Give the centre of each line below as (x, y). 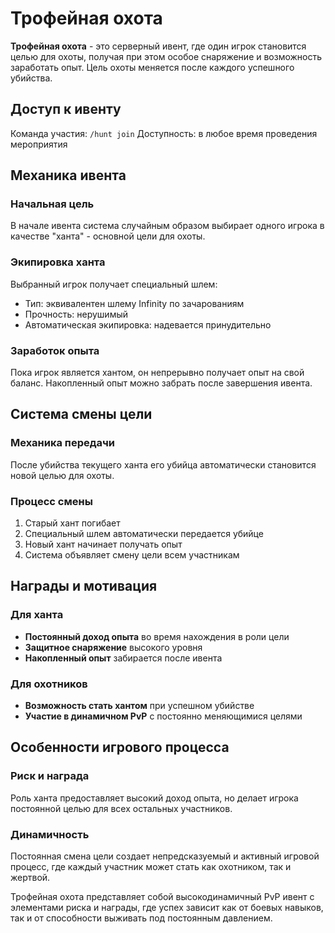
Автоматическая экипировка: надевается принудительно (148, 324)
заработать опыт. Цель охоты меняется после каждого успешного (152, 67)
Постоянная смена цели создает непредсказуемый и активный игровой (165, 856)
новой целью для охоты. (62, 475)
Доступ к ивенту (66, 109)
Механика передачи (63, 443)
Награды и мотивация (84, 586)
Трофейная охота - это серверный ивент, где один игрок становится (158, 46)
